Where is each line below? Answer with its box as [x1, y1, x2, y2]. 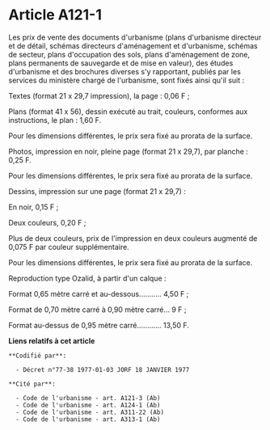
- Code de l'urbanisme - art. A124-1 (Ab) [15, 401, 161, 409]
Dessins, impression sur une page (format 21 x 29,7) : [8, 186, 186, 196]
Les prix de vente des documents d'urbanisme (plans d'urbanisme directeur [8, 32, 262, 42]
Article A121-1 [8, 6, 103, 24]
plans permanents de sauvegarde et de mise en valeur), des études [8, 58, 234, 68]
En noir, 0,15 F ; [8, 202, 59, 212]
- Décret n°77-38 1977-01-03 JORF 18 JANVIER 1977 [15, 365, 190, 373]
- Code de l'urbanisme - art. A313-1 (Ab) [15, 415, 161, 424]
